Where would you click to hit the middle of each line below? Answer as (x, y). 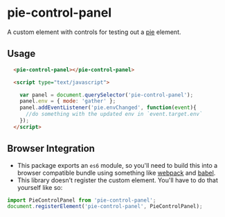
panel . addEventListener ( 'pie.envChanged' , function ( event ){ (108, 108)
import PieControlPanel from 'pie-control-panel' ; (82, 200)
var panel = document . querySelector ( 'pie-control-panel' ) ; (107, 95)
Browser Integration (51, 149)
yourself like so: (40, 187)
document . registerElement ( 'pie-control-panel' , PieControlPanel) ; (105, 207)
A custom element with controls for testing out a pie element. (94, 32)
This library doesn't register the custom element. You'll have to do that (117, 180)
